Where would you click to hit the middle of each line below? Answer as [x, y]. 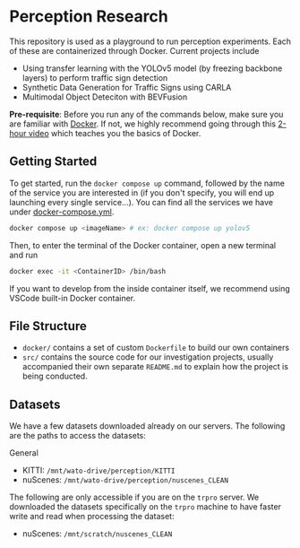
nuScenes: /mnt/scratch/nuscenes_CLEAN [97, 534]
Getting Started [53, 162]
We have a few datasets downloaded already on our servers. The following [147, 426]
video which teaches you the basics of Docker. [115, 133]
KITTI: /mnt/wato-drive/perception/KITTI [99, 470]
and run [24, 255]
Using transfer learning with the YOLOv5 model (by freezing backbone [152, 68]
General [24, 453]
